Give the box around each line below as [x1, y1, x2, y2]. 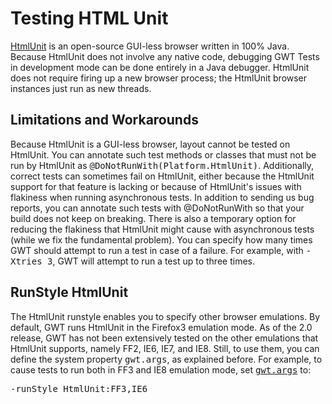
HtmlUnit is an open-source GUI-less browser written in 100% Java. [10, 40, 290, 52]
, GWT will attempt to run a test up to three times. [52, 255, 255, 267]
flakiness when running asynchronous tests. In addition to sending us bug [10, 191, 315, 203]
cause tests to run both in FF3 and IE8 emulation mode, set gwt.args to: [10, 363, 312, 376]
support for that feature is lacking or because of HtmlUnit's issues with [10, 180, 302, 192]
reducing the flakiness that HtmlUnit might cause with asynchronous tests [10, 223, 315, 235]
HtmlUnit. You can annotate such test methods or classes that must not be [10, 148, 317, 161]
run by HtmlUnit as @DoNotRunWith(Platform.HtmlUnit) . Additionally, [10, 159, 315, 171]
